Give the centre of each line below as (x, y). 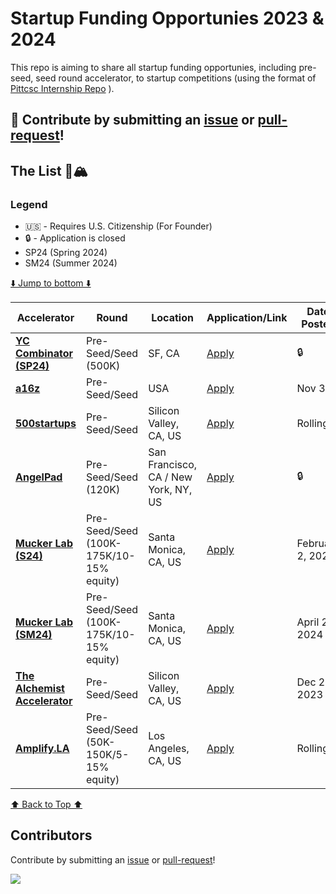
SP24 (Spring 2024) (66, 253)
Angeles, (169, 749)
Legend (29, 204)
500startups (46, 424)
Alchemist (40, 689)
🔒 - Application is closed (75, 238)
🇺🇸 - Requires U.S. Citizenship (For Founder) (118, 226)
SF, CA (164, 354)
